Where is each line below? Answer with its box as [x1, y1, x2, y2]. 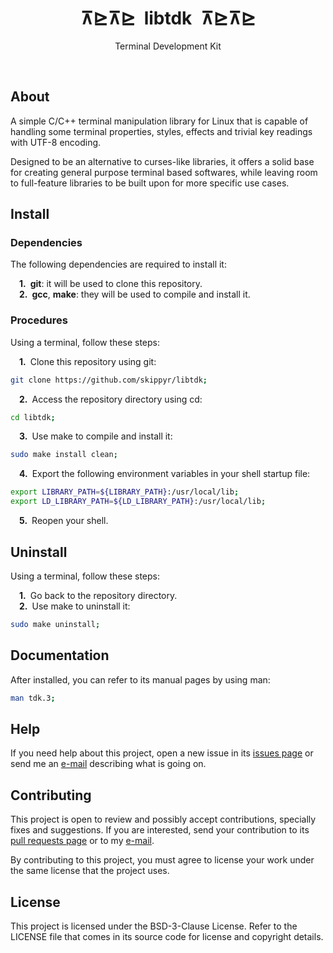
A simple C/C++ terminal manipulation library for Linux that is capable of [10, 115, 309, 127]
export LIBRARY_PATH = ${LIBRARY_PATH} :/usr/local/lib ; [10, 487, 240, 497]
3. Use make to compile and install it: [19, 430, 173, 442]
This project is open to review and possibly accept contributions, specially [10, 813, 317, 826]
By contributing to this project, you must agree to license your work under [10, 854, 315, 866]
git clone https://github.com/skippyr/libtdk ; [10, 375, 208, 385]
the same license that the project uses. [10, 865, 170, 877]
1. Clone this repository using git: [19, 355, 157, 367]
